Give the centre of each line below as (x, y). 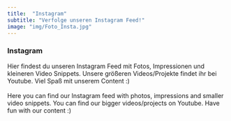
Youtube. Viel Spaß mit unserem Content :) (69, 81)
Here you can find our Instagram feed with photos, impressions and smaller (115, 95)
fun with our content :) (39, 110)
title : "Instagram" (37, 14)
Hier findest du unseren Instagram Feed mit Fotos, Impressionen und (106, 66)
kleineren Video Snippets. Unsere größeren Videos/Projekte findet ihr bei (112, 73)
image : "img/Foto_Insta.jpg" (50, 26)
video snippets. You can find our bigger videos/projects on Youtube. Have (113, 103)
